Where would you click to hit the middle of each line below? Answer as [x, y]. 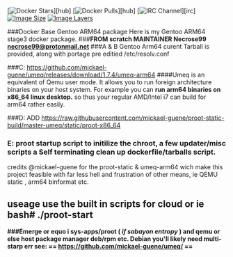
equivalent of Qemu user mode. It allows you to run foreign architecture [110, 82]
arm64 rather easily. [36, 104]
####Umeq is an [181, 75]
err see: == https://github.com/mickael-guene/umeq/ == [109, 247]
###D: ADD [24, 118]
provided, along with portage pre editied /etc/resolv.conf [88, 54]
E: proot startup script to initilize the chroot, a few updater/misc [116, 143]
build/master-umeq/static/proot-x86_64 [64, 125]
